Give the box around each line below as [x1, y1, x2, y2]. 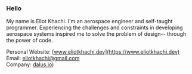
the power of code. [6, 37, 53, 44]
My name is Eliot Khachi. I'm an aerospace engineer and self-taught [6, 18, 173, 25]
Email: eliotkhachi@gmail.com [6, 55, 80, 62]
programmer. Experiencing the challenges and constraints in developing [6, 24, 183, 31]
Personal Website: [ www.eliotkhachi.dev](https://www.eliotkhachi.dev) [6, 48, 180, 55]
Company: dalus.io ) [6, 61, 54, 68]
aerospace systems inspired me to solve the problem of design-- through [6, 30, 187, 38]
